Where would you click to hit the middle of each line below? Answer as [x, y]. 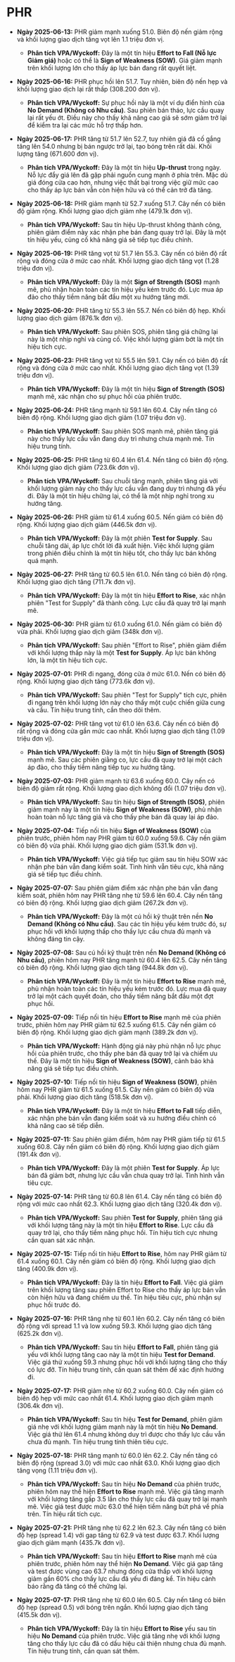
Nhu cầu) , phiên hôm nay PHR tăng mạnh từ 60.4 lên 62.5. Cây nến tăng [122, 960]
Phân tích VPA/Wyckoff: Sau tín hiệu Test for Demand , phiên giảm [125, 1419]
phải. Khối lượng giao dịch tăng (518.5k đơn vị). [85, 1097]
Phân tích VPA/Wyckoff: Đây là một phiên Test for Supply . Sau [120, 538]
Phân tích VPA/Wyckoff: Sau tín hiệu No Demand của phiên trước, [124, 1484]
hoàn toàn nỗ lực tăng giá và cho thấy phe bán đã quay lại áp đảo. [123, 817]
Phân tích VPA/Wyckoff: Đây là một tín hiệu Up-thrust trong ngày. [124, 167]
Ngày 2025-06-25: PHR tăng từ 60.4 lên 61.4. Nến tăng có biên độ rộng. [122, 459]
